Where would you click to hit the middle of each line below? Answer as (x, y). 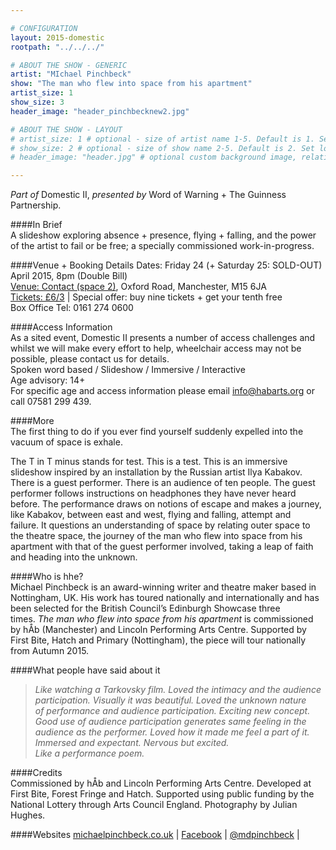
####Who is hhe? (47, 577)
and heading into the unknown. (74, 557)
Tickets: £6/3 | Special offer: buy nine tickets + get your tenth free (146, 297)
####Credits (36, 773)
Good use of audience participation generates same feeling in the (170, 722)
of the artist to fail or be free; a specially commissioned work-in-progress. (162, 246)
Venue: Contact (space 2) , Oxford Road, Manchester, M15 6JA (138, 287)
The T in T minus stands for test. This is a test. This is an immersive (149, 462)
